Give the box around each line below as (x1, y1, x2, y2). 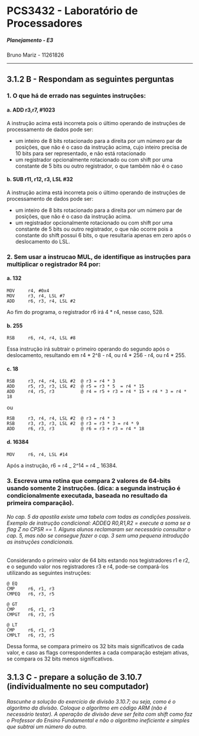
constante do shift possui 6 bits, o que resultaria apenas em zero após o (15, 231, 191, 238)
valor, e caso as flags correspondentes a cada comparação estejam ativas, (6, 649, 190, 656)
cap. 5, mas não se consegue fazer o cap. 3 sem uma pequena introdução (6, 532, 190, 539)
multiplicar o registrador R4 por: (6, 260, 101, 268)
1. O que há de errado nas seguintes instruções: (6, 91, 146, 100)
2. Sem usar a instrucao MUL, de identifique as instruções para (6, 253, 191, 261)
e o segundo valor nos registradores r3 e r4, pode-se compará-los (6, 562, 169, 570)
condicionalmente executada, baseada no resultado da (6, 491, 168, 499)
